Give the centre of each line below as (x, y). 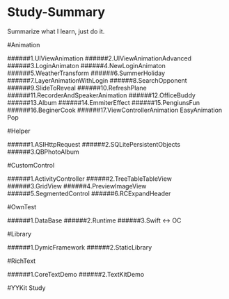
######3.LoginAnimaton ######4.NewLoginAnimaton (86, 65)
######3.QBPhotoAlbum (43, 152)
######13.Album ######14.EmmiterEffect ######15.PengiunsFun (104, 102)
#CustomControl (31, 165)
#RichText (22, 261)
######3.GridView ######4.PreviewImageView (77, 186)
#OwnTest (22, 207)
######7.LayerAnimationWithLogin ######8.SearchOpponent (97, 80)
